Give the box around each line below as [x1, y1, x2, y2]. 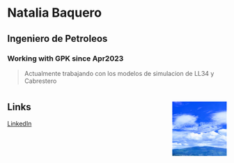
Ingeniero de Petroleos [7, 33, 108, 45]
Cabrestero [24, 77, 57, 85]
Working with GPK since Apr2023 [7, 54, 124, 63]
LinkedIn [7, 120, 32, 128]
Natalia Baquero [7, 5, 102, 21]
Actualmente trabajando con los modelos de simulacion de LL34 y [24, 69, 214, 77]
